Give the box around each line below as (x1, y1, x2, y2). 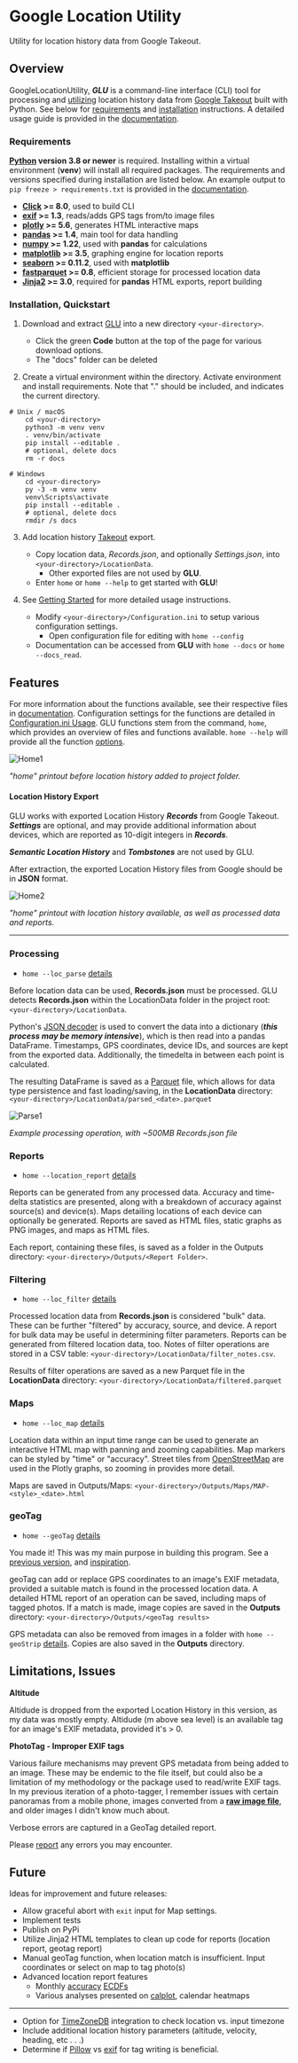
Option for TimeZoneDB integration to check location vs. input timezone (21, 2016, 286, 2027)
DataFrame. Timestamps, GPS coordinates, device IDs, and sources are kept (9, 1039, 288, 1050)
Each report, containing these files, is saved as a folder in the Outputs (9, 1242, 264, 1252)
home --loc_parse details (21, 968, 113, 978)
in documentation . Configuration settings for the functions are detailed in (9, 708, 276, 719)
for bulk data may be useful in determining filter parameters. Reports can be (9, 1330, 287, 1340)
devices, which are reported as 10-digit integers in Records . (9, 829, 229, 840)
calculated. (9, 1058, 51, 1070)
